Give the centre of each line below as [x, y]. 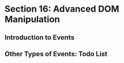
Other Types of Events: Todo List [56, 54]
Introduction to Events [40, 37]
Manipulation [32, 19]
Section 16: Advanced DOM [62, 9]
